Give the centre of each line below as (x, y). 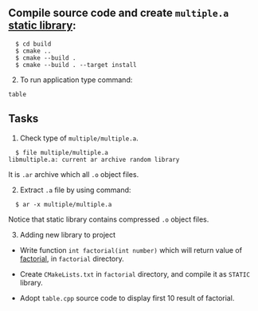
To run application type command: (76, 80)
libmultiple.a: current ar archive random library (94, 159)
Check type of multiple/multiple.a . (79, 138)
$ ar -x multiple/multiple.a (64, 204)
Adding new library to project (68, 234)
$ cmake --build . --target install (76, 65)
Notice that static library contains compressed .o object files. (109, 219)
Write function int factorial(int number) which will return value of (131, 250)
